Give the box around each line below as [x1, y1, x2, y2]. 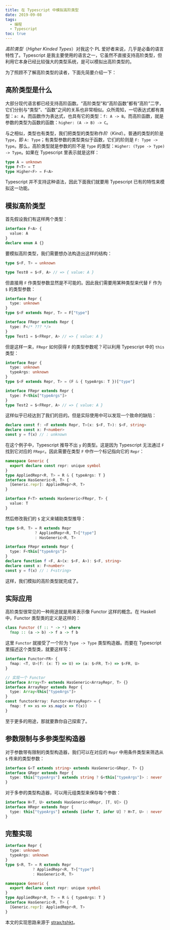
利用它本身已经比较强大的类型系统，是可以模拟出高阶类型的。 [5, 59, 134, 64]
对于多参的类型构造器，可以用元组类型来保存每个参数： [5, 790, 121, 796]
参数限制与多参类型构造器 [5, 735, 85, 743]
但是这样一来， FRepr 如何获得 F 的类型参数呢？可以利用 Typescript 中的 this [5, 344, 165, 350]
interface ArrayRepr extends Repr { [5, 684, 83, 690]
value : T [10, 501, 28, 506]
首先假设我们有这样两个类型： [5, 216, 67, 222]
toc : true [5, 31, 26, 36]
